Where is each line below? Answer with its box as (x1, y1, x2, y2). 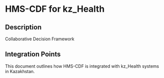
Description (5, 23, 42, 31)
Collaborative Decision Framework (5, 36, 74, 42)
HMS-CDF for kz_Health (5, 3, 105, 15)
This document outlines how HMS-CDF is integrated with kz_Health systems (5, 63, 159, 69)
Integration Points (5, 50, 61, 58)
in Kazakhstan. (5, 68, 35, 74)
